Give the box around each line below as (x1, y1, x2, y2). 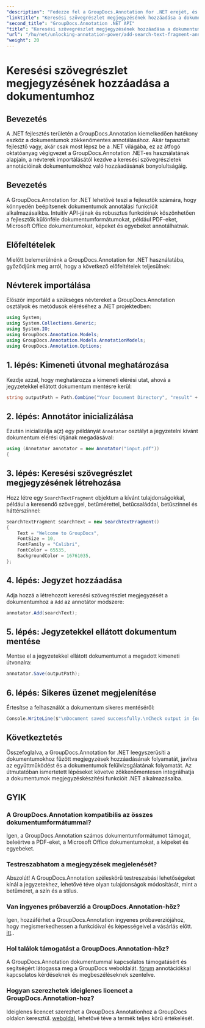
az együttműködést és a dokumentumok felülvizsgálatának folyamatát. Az (6, 761, 192, 769)
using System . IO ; (6, 326, 51, 332)
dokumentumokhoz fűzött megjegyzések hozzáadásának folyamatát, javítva (6, 755, 198, 763)
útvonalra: (6, 659, 32, 666)
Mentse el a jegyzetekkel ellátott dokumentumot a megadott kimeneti (6, 652, 180, 660)
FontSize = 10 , (17, 536, 56, 542)
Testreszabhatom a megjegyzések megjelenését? (6, 860, 157, 869)
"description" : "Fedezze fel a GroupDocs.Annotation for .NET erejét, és (6, 9, 198, 15)
